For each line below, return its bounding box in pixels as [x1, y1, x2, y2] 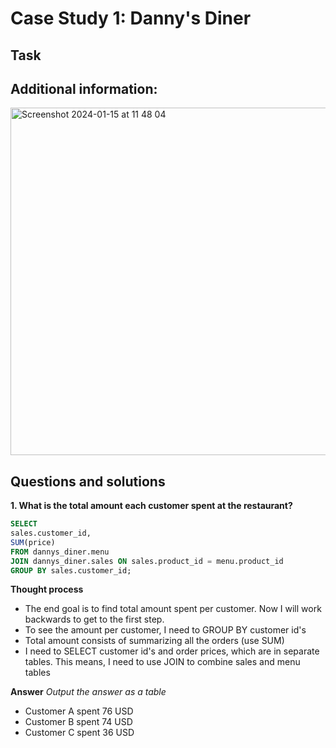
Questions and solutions [10, 473, 166, 490]
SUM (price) [10, 537, 56, 547]
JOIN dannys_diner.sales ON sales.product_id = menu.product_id [10, 556, 284, 566]
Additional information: [10, 80, 158, 97]
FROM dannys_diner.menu [10, 547, 110, 557]
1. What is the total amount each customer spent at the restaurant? [10, 500, 293, 512]
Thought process [10, 583, 84, 596]
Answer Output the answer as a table [10, 686, 167, 698]
